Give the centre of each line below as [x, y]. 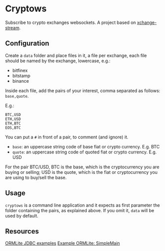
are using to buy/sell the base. [36, 177]
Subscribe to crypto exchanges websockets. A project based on [71, 22]
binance [21, 81]
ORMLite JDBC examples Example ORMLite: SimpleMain [63, 243]
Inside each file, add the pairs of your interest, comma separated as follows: [83, 91]
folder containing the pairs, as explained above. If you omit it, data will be [80, 210]
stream [12, 27]
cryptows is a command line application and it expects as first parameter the [82, 205]
